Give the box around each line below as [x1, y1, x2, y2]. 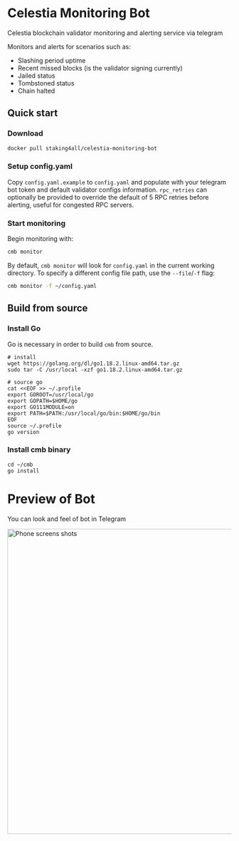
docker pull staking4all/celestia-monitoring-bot [7, 145, 158, 152]
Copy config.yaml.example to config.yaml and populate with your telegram [7, 177, 226, 186]
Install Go [7, 324, 41, 334]
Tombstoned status [17, 78, 75, 87]
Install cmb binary [7, 445, 71, 455]
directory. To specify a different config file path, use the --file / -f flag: [7, 269, 216, 277]
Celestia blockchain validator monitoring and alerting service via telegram [7, 29, 223, 37]
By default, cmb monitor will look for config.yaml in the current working [7, 261, 215, 269]
